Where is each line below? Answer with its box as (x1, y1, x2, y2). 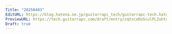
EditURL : (5, 12, 24, 17)
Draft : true (5, 21, 31, 26)
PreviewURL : (5, 16, 31, 21)
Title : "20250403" (5, 7, 45, 12)
